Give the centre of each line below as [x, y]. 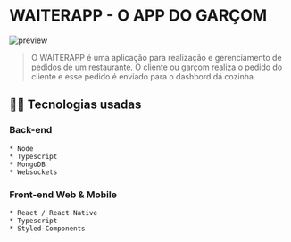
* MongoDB [28, 164]
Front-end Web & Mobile [63, 195]
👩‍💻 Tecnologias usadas [75, 105]
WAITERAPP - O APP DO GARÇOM [138, 16]
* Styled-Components [48, 229]
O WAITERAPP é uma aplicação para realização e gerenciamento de [157, 57]
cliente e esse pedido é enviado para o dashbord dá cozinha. [143, 76]
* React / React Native [54, 213]
